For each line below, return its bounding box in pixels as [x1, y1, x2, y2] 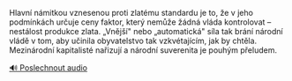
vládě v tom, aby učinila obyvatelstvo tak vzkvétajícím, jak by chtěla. [9, 35, 258, 46]
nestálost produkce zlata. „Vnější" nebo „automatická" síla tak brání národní [9, 26, 284, 36]
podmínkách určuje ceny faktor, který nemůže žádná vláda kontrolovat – [9, 17, 272, 27]
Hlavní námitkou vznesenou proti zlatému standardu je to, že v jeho [9, 8, 254, 18]
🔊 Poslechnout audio [9, 63, 88, 73]
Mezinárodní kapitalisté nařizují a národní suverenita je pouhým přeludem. [9, 45, 278, 55]
